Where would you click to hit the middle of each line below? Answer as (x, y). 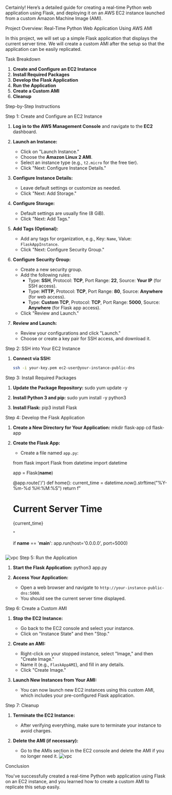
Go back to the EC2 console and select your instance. (77, 628)
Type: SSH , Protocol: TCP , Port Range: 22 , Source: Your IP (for (95, 280)
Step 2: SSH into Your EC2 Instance (43, 348)
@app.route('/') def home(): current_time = (58, 483)
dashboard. (25, 132)
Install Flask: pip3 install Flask (45, 408)
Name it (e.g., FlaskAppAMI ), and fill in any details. (72, 664)
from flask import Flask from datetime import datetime (70, 463)
